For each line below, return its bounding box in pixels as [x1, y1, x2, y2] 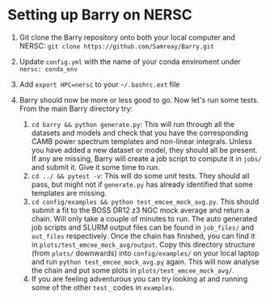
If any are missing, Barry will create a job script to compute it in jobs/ [31, 154, 262, 163]
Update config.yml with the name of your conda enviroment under [19, 57, 242, 66]
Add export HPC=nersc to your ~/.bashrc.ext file [19, 79, 180, 89]
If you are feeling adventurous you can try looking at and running [31, 273, 248, 284]
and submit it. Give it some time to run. [31, 162, 161, 171]
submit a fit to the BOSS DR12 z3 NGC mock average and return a [31, 205, 250, 215]
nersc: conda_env [19, 65, 78, 74]
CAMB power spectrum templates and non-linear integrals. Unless [31, 136, 252, 146]
